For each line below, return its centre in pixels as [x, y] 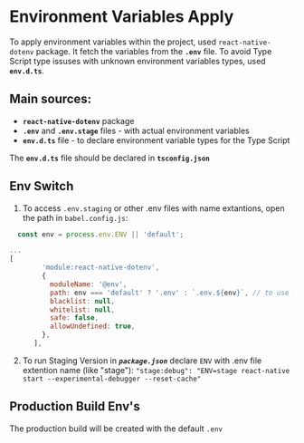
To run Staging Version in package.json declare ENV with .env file [142, 361]
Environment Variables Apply [122, 17]
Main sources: [51, 99]
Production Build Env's [75, 406]
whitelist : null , [82, 310]
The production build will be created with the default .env [116, 429]
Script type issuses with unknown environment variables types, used [138, 61]
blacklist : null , [82, 301]
